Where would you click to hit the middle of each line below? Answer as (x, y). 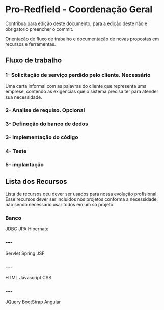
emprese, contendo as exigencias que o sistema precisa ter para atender (82, 91)
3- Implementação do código (42, 137)
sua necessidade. (24, 97)
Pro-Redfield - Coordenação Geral (79, 9)
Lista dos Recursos (36, 182)
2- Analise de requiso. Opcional (45, 110)
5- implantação (25, 165)
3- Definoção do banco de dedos (47, 124)
